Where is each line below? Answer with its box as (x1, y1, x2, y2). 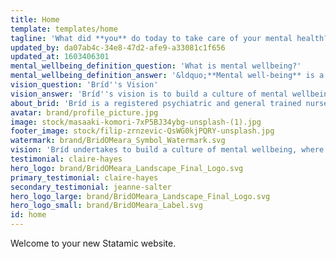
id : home (10, 210, 47, 220)
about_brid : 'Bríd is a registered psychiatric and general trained (10, 98, 302, 108)
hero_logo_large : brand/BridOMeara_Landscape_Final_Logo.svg (10, 191, 271, 201)
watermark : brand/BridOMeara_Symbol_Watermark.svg (10, 136, 226, 146)
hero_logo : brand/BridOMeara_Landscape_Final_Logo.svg (10, 163, 244, 173)
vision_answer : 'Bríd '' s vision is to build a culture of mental (10, 89, 288, 99)
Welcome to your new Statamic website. (10, 237, 177, 249)
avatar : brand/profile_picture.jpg (10, 107, 159, 118)
